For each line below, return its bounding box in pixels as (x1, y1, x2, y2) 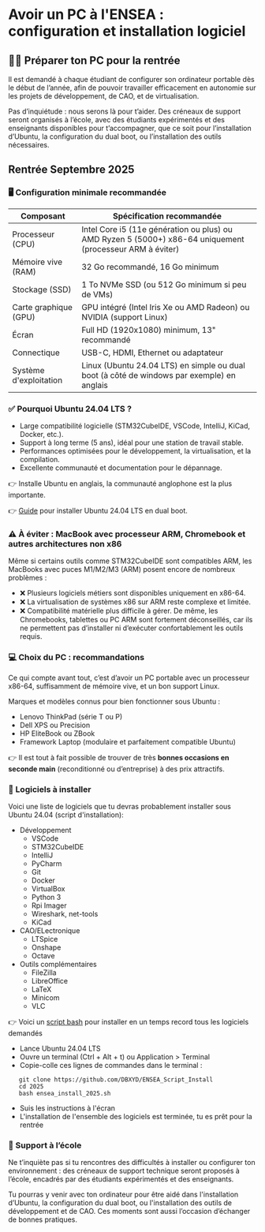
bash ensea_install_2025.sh (18, 1089, 111, 1097)
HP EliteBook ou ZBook (19, 728, 95, 738)
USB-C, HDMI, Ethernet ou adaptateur (81, 347, 224, 358)
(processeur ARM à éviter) (81, 243, 180, 254)
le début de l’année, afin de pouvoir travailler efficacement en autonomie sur (8, 83, 256, 92)
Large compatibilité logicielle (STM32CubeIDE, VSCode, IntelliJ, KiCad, (19, 420, 251, 431)
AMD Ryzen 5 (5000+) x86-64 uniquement (81, 233, 244, 245)
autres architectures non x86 (8, 538, 122, 549)
